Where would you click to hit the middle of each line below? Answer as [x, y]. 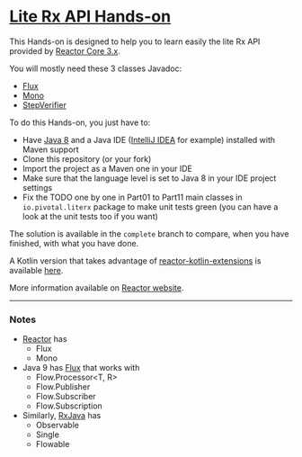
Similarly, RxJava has [62, 416]
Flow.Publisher [63, 387]
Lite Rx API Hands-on [90, 17]
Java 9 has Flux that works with [81, 368]
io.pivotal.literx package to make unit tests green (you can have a [150, 206]
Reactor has [44, 339]
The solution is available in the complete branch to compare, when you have [149, 233]
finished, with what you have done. [74, 243]
